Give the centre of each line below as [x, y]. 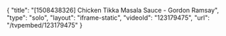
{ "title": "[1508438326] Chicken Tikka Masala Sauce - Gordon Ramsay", [113, 10]
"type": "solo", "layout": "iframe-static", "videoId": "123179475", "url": [108, 18]
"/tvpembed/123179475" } [45, 25]
